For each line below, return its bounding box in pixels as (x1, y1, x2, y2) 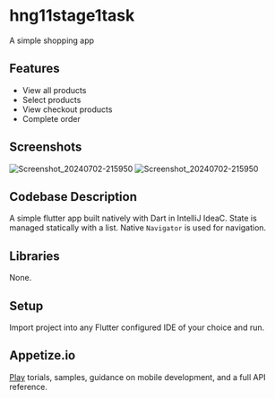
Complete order (21, 113, 81, 124)
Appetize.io (9, 348, 76, 363)
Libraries (9, 248, 60, 264)
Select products (21, 94, 82, 105)
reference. (9, 381, 47, 392)
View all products (21, 84, 87, 95)
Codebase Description (9, 189, 137, 204)
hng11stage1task (9, 5, 135, 26)
